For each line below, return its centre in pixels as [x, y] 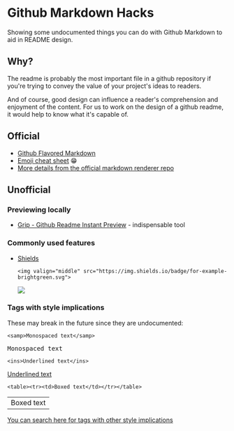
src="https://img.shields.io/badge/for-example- [155, 271]
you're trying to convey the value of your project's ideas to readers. [104, 86]
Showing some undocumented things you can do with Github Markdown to [115, 32]
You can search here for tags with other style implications [90, 420]
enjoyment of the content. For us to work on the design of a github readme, [116, 107]
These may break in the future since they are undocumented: [95, 323]
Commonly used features [51, 243]
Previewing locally [39, 210]
